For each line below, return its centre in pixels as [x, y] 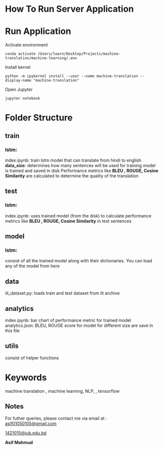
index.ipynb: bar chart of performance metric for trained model [68, 320]
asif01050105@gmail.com [31, 423]
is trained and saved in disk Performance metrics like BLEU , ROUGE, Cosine [82, 171]
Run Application [38, 32]
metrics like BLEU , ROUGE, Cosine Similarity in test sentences [68, 221]
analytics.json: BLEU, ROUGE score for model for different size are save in [79, 325]
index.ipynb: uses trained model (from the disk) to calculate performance [78, 215]
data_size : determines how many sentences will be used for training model [80, 165]
